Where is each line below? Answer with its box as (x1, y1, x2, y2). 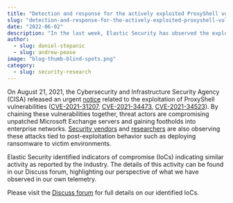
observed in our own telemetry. (7, 174, 97, 183)
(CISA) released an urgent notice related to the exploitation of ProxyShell (7, 95, 215, 103)
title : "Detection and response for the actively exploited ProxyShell (7, 10, 218, 17)
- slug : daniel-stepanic (13, 42, 85, 49)
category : (7, 62, 36, 69)
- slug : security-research (13, 68, 92, 75)
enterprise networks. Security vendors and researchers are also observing (7, 124, 221, 133)
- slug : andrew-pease (13, 49, 76, 56)
